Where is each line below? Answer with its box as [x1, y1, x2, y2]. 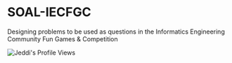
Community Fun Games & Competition [7, 34, 118, 43]
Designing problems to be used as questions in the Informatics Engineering [7, 27, 225, 36]
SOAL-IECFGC [7, 4, 91, 20]
